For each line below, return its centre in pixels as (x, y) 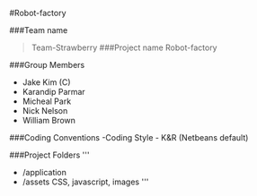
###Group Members (47, 65)
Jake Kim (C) (46, 82)
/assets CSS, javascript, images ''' (85, 182)
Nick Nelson (45, 111)
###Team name (39, 30)
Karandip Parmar (53, 92)
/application (44, 172)
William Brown (49, 120)
